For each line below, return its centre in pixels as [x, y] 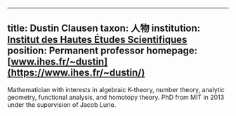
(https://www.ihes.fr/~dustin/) [76, 73]
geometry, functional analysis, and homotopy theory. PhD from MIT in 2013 [116, 97]
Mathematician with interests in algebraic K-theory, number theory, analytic [116, 89]
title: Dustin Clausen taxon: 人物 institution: [104, 28]
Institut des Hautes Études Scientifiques [97, 40]
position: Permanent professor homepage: [103, 51]
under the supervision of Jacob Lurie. [62, 104]
